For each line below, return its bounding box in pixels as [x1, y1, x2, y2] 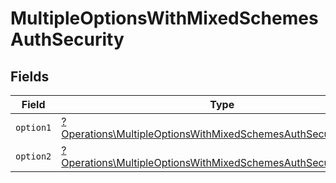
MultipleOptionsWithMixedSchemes [10, 7, 319, 30]
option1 [15, 122, 52, 133]
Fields [10, 68, 50, 85]
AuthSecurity [10, 28, 125, 51]
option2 [15, 151, 52, 162]
